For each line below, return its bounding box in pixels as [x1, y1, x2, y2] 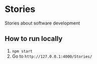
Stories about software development [5, 20, 80, 26]
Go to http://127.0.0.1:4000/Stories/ [12, 53, 92, 59]
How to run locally [5, 34, 63, 43]
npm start [12, 48, 33, 53]
